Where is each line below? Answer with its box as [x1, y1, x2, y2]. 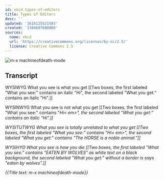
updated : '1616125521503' [5, 21, 58, 26]
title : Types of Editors [5, 12, 56, 17]
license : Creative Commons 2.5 [9, 44, 73, 49]
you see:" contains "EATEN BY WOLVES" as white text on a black [5, 150, 138, 155]
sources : [5, 30, 23, 35]
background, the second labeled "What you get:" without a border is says [5, 155, 154, 161]
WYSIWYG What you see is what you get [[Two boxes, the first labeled [5, 85, 148, 90]
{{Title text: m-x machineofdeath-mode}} [5, 170, 88, 176]
